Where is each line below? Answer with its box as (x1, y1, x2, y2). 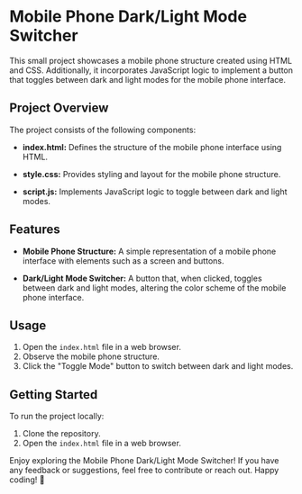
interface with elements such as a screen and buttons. (22, 255, 224, 266)
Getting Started (9, 387, 98, 402)
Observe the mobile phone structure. (22, 351, 160, 362)
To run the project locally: (9, 411, 105, 422)
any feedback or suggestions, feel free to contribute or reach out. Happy (9, 465, 279, 476)
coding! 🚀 (9, 474, 45, 485)
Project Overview (9, 101, 109, 116)
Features (9, 222, 60, 238)
